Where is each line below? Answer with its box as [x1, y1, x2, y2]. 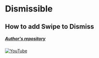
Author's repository [5, 36, 46, 42]
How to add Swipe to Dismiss [5, 23, 94, 31]
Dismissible [5, 3, 53, 14]
